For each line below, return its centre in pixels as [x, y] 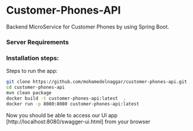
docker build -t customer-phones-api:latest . [66, 98]
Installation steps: [33, 58]
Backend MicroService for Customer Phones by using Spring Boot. [88, 27]
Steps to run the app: [32, 71]
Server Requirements [38, 42]
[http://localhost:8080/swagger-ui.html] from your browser [78, 122]
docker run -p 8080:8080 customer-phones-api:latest [73, 104]
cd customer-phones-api [36, 87]
